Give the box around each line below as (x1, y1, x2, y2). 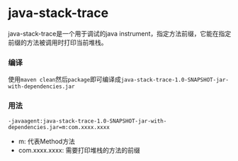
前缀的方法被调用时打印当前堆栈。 (8, 38, 108, 47)
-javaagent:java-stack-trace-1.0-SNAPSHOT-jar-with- (8, 117, 167, 125)
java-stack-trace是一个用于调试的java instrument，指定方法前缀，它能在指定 (8, 29, 232, 38)
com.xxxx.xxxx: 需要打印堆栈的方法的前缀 (18, 145, 140, 154)
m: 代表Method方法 (18, 137, 75, 145)
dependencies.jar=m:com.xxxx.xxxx (8, 123, 110, 131)
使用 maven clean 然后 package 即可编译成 (8, 75, 121, 84)
